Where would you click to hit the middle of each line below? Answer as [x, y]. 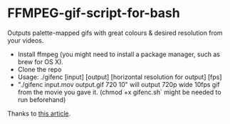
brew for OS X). [41, 61]
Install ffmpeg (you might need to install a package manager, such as [119, 54]
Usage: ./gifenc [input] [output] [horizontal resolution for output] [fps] [120, 77]
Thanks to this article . [39, 113]
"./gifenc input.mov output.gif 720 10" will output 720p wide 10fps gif [119, 84]
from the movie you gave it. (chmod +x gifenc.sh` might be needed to [120, 92]
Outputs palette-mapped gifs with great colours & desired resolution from [115, 33]
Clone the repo [40, 69]
